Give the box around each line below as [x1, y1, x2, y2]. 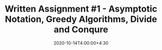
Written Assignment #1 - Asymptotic [4, 3, 158, 15]
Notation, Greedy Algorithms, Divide [4, 14, 158, 25]
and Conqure [54, 24, 108, 35]
